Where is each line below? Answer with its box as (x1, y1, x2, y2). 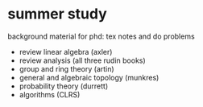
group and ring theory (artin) (19, 64, 114, 73)
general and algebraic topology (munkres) (19, 72, 159, 82)
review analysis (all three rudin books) (19, 56, 146, 65)
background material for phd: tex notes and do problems (7, 31, 195, 41)
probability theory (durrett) (19, 81, 109, 91)
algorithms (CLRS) (19, 89, 81, 99)
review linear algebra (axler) (19, 47, 113, 56)
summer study (7, 5, 108, 23)
